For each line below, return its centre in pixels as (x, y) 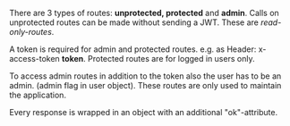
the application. (38, 95)
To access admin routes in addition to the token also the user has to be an (145, 76)
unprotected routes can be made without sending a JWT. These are (134, 22)
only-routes (30, 32)
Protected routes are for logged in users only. (171, 59)
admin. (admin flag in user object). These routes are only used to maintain (145, 85)
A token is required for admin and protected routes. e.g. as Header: (133, 49)
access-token (34, 59)
